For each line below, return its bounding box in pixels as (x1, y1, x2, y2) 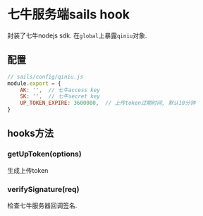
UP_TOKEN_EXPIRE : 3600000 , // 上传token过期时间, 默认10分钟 (20, 100, 196, 107)
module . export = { (7, 79, 61, 87)
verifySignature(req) (7, 184, 80, 194)
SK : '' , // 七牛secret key (20, 93, 100, 100)
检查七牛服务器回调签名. (7, 201, 78, 210)
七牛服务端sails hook (7, 6, 130, 23)
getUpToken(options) (7, 149, 82, 159)
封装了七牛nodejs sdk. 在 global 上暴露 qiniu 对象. (7, 31, 147, 40)
